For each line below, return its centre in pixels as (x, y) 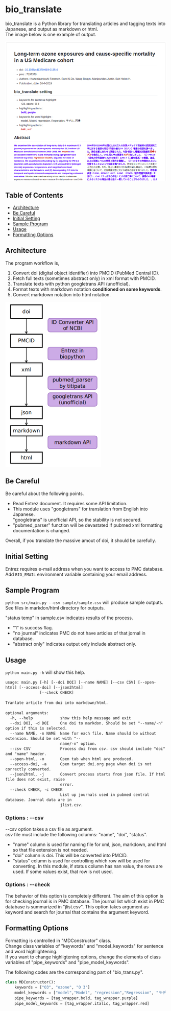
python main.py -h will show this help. (45, 672)
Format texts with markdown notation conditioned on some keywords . (87, 289)
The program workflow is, (32, 263)
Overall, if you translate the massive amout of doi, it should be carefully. (81, 540)
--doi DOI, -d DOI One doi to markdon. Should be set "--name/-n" (87, 723)
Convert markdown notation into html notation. (62, 294)
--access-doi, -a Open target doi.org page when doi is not (81, 764)
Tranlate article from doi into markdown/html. (57, 703)
